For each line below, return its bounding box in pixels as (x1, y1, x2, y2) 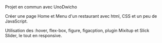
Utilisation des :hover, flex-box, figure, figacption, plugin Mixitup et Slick (5, 28, 149, 33)
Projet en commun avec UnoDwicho (5, 4, 77, 10)
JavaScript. (5, 19, 28, 24)
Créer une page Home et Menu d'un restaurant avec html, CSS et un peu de (5, 13, 157, 19)
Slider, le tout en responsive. (5, 33, 62, 38)
